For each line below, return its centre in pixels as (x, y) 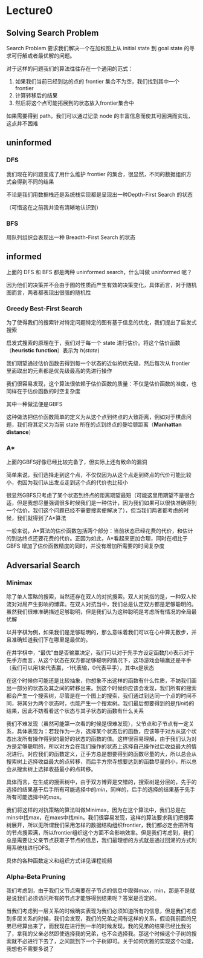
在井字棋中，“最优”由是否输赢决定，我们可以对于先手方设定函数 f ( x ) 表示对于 (100, 653)
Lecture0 (30, 11)
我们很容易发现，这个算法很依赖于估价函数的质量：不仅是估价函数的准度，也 (101, 384)
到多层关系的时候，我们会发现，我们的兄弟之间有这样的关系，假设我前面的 (99, 919)
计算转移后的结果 (36, 95)
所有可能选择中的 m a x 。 (36, 797)
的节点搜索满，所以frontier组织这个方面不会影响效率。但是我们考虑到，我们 (100, 833)
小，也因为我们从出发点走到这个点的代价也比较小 (67, 482)
